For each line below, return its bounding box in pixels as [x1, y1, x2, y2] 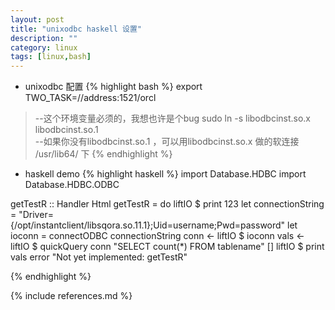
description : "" [10, 33, 78, 43]
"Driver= [18, 209, 54, 221]
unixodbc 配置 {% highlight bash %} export [24, 81, 203, 93]
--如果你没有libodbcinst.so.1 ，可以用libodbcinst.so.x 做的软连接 [34, 136, 300, 148]
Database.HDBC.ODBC [24, 179, 120, 191]
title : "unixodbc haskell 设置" [10, 24, 142, 34]
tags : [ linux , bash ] [10, 52, 92, 62]
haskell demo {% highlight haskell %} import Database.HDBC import [24, 168, 307, 180]
